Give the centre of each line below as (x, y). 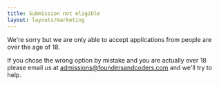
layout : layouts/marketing (46, 20)
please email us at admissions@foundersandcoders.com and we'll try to (110, 67)
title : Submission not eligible (54, 13)
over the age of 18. (34, 47)
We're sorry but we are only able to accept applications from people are (109, 39)
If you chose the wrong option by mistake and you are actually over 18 (107, 60)
